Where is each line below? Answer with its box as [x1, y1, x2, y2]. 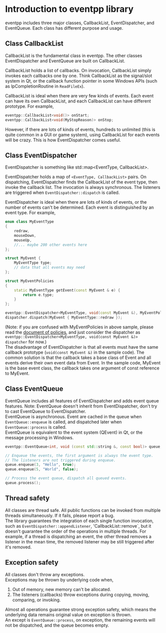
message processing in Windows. [5, 434, 74, 441]
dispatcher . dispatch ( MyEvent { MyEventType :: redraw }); [5, 315, 123, 320]
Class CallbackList [5, 40, 64, 48]
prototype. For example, [5, 103, 54, 109]
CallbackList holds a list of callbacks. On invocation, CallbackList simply [5, 67, 152, 73]
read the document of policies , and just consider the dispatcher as [5, 329, 141, 335]
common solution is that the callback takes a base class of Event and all [5, 355, 152, 361]
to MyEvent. [5, 370, 30, 376]
